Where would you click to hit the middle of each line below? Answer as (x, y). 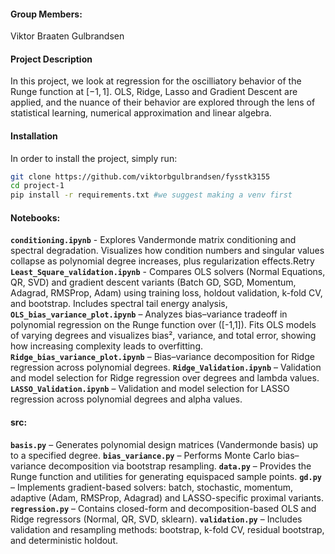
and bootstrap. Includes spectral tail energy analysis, (119, 304)
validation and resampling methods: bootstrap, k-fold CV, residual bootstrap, (167, 529)
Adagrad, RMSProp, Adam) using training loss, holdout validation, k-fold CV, (166, 293)
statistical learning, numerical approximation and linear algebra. (141, 113)
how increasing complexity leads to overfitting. (107, 346)
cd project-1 (37, 186)
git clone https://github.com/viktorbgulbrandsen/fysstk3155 (140, 176)
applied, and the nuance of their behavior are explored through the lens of (163, 102)
